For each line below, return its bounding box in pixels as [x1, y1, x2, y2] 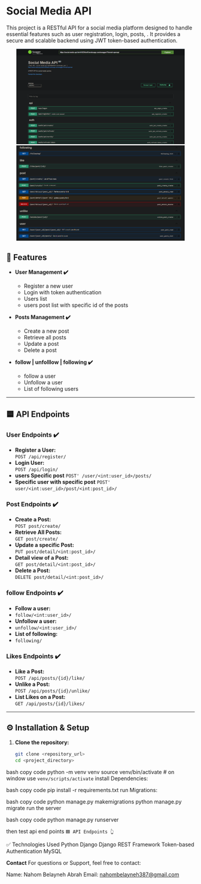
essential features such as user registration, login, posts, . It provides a [6, 30, 181, 37]
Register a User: [14, 446, 56, 454]
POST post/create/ [14, 524, 61, 530]
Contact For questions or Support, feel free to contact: [6, 859, 141, 866]
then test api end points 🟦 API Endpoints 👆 [6, 828, 114, 835]
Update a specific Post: [14, 542, 75, 549]
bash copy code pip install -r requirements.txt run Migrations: [6, 786, 157, 793]
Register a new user [23, 282, 74, 289]
